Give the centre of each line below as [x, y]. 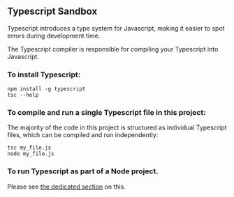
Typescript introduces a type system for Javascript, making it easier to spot [116, 28]
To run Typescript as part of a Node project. [83, 171]
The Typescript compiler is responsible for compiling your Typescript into [113, 49]
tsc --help [23, 95]
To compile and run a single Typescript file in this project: [107, 113]
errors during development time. [54, 36]
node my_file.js [31, 154]
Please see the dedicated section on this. [66, 187]
